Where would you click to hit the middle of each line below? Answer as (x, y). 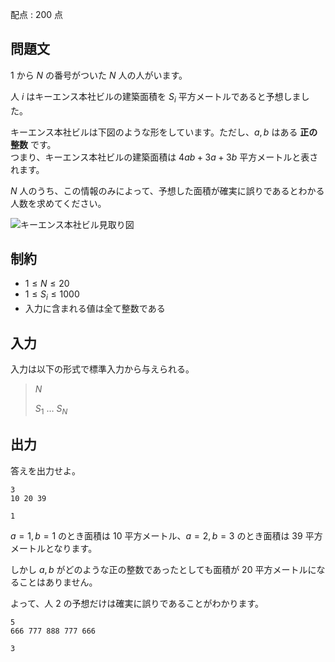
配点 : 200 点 (37, 14)
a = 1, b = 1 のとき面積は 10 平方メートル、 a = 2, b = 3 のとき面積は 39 (156, 535)
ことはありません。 (58, 582)
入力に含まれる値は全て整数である (95, 309)
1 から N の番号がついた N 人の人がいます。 (99, 75)
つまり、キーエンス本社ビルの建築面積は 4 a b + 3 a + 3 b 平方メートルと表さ (164, 157)
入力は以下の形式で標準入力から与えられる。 (102, 369)
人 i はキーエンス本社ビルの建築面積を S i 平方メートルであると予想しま (156, 97)
